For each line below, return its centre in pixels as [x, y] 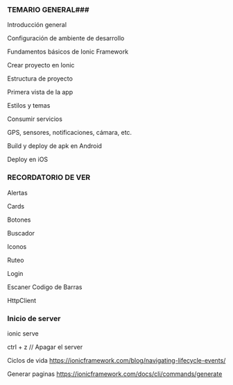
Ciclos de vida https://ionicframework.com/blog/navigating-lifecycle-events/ [116, 360]
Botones [19, 220]
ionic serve [23, 333]
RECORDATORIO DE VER [49, 177]
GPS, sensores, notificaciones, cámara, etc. [70, 133]
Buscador [21, 233]
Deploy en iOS [28, 159]
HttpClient [22, 300]
